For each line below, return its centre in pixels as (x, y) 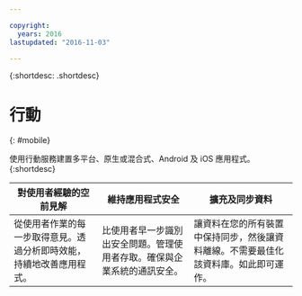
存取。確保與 (147, 257)
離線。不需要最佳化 (244, 251)
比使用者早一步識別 (142, 230)
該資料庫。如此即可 (235, 265)
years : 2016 (40, 34)
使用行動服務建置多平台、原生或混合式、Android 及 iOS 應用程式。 (132, 159)
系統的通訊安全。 (147, 271)
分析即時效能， (55, 251)
